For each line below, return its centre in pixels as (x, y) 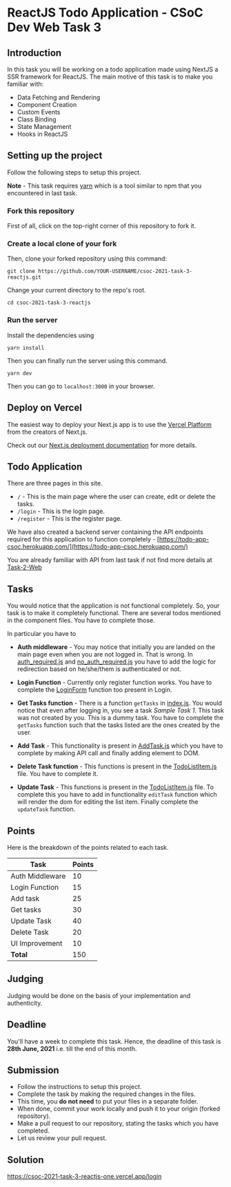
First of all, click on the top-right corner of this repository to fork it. (102, 226)
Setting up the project (55, 156)
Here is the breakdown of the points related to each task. (88, 847)
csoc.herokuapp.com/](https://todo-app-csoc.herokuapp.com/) (98, 547)
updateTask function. (46, 809)
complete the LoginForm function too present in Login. (94, 690)
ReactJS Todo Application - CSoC (105, 13)
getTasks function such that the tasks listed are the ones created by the (119, 725)
